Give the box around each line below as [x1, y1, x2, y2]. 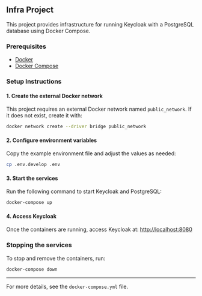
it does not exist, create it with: [6, 112, 82, 119]
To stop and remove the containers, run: [6, 254, 106, 262]
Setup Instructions [6, 78, 62, 86]
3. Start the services [6, 174, 58, 182]
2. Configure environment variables [6, 137, 97, 144]
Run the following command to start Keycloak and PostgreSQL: [6, 188, 162, 195]
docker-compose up [6, 200, 52, 206]
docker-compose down [6, 266, 58, 273]
